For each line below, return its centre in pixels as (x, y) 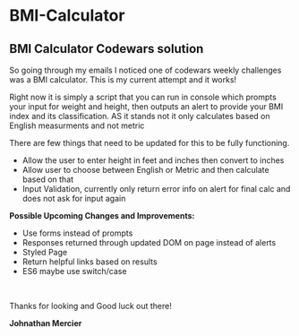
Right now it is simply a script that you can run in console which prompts (143, 97)
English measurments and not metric (77, 125)
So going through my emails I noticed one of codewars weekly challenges (145, 70)
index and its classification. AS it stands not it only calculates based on (140, 116)
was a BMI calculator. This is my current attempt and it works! (123, 80)
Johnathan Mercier (46, 323)
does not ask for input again (74, 198)
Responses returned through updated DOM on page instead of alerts (149, 242)
